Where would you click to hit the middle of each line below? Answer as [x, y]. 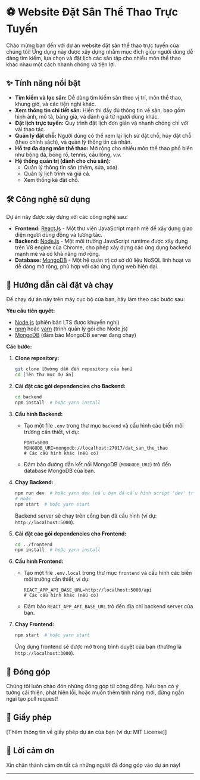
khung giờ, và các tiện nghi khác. [55, 104]
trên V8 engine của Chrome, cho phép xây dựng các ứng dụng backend [103, 247]
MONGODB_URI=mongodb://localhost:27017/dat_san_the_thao [96, 448]
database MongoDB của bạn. [60, 471]
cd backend [28, 397]
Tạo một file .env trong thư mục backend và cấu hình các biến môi [104, 425]
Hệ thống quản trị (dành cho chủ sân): [63, 161]
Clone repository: [37, 358]
